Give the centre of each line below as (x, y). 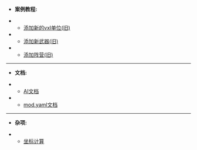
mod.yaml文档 (40, 105)
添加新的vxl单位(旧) (47, 28)
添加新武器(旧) (41, 41)
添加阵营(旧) (38, 55)
